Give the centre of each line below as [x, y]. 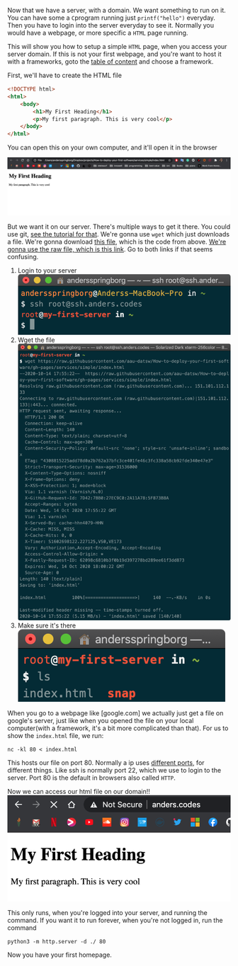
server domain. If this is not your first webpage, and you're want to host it [114, 54]
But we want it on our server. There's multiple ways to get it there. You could [119, 227]
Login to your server [47, 270]
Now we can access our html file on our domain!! [79, 791]
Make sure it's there [47, 625]
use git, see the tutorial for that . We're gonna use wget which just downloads [119, 234]
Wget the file [36, 340]
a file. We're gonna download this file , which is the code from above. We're [117, 241]
